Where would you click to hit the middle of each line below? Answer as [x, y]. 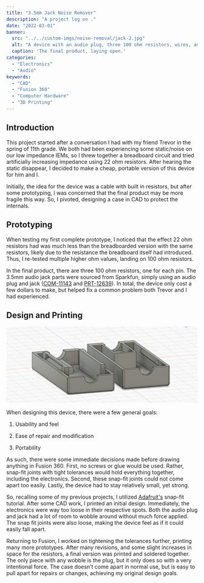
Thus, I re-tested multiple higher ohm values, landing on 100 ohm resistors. [100, 258]
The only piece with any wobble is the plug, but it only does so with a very [99, 561]
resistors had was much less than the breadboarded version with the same [100, 246]
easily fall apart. [26, 529]
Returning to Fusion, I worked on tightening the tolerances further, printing [99, 541]
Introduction [30, 128]
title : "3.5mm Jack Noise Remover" [51, 13]
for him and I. [23, 174]
